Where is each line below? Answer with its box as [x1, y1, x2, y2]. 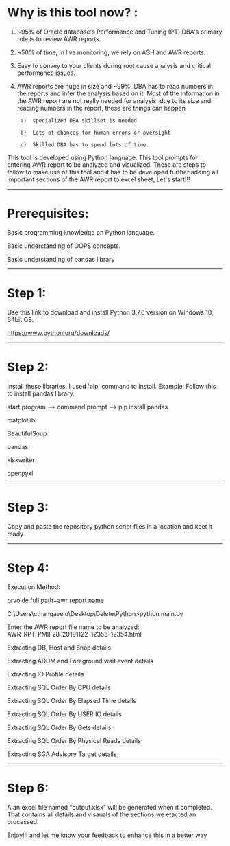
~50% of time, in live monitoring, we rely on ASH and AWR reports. [16, 48, 206, 56]
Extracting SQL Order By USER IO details [7, 709, 122, 718]
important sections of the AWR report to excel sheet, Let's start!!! [7, 175, 190, 183]
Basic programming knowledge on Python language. [7, 228, 155, 236]
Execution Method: [7, 582, 60, 591]
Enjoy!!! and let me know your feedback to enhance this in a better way [7, 831, 207, 839]
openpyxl [7, 469, 34, 477]
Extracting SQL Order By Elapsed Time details [7, 696, 137, 705]
